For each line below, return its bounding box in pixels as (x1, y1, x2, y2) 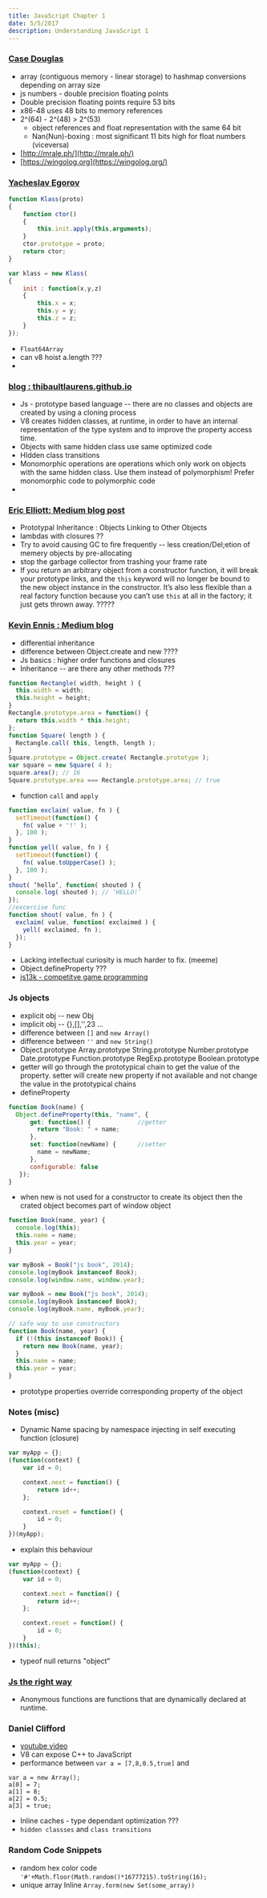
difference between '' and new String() (19, 1036, 154, 1045)
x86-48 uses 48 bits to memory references (19, 105, 163, 115)
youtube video (19, 1741, 68, 1751)
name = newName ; (37, 1148, 91, 1156)
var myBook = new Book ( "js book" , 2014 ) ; (8, 1291, 149, 1299)
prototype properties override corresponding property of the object (19, 1387, 243, 1397)
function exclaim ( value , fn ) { (8, 806, 120, 814)
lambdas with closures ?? (19, 531, 104, 541)
